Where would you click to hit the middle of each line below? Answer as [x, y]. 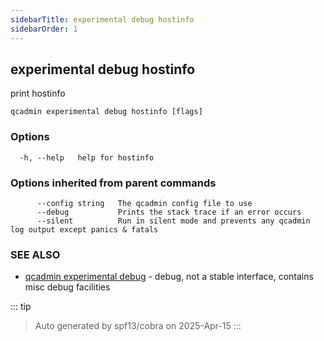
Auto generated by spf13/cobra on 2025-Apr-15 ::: [138, 326]
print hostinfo [38, 93]
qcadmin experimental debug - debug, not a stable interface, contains [169, 277]
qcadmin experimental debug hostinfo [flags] [106, 112]
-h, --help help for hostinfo [87, 157]
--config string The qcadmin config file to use [144, 203]
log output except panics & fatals [84, 229]
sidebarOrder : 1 [44, 29]
